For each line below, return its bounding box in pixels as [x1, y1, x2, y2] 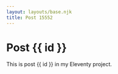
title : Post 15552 [6, 15, 53, 21]
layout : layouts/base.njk [6, 8, 72, 15]
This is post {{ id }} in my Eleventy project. [6, 61, 113, 68]
